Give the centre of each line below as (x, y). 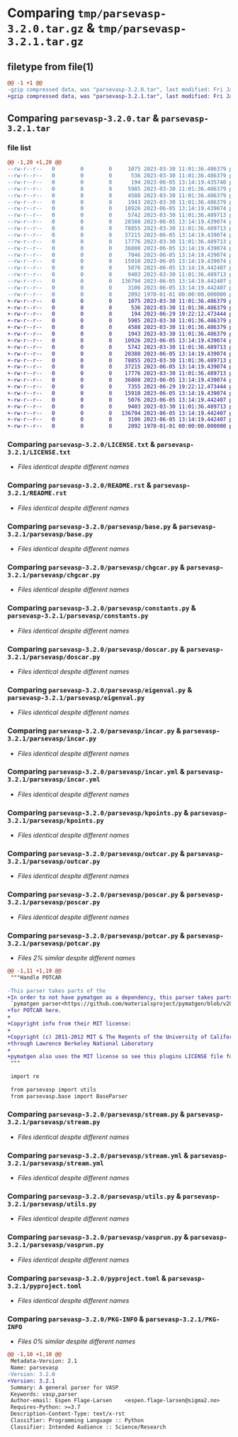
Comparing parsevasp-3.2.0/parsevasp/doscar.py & (96, 649)
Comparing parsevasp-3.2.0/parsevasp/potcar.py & (96, 936)
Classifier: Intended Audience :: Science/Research (88, 1427)
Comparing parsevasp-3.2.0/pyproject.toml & (87, 1278)
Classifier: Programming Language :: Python (77, 1421)
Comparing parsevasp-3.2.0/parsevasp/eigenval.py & (100, 689)
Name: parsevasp (34, 1368)
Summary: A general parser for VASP (64, 1387)
